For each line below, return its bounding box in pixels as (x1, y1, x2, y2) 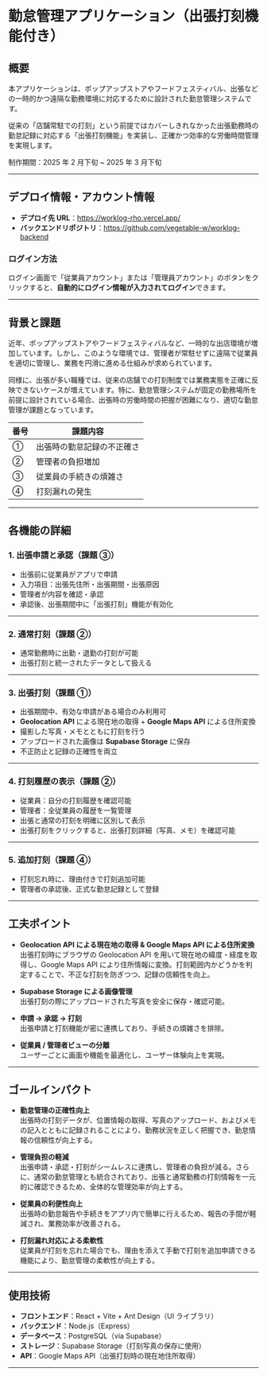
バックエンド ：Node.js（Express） (19, 1321, 134, 1331)
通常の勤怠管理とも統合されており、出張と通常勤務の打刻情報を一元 (33, 1172, 256, 1182)
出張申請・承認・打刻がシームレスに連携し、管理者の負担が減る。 (19, 1162, 236, 1172)
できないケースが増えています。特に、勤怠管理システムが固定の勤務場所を (14, 385, 257, 395)
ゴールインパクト (8, 1083, 92, 1096)
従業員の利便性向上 (19, 1199, 83, 1209)
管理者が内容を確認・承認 (19, 589, 104, 599)
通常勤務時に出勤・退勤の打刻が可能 (19, 647, 139, 657)
